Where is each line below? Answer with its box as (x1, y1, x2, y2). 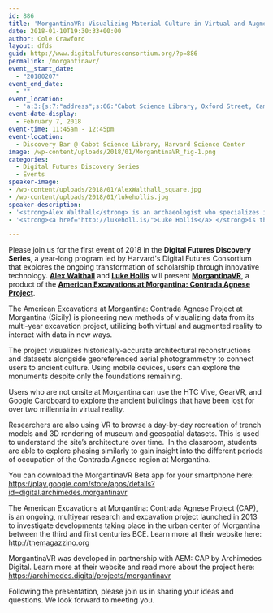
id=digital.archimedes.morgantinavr (8, 488, 128, 498)
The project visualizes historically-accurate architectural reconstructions (8, 346, 252, 356)
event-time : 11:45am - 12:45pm (8, 125, 115, 133)
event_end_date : (8, 80, 63, 88)
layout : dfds (8, 42, 53, 50)
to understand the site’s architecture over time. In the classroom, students (8, 438, 258, 447)
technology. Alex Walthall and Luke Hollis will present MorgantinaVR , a (8, 271, 250, 281)
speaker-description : (8, 201, 82, 209)
